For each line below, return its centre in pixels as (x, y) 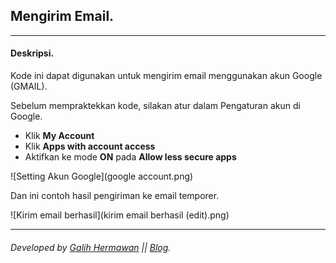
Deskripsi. (32, 53)
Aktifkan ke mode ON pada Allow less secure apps (130, 157)
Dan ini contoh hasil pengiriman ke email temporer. (115, 196)
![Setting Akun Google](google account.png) (102, 176)
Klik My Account (59, 136)
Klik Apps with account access (90, 146)
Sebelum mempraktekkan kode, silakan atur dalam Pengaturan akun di (155, 106)
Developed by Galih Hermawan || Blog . (91, 247)
